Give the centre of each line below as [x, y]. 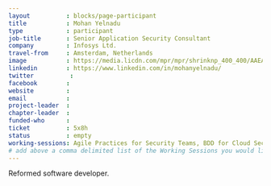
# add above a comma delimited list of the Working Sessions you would [131, 151]
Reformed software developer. [59, 173]
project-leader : [39, 105]
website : [39, 91]
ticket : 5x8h [48, 128]
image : [39, 61]
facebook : [39, 83]
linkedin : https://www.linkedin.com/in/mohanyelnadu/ [115, 68]
